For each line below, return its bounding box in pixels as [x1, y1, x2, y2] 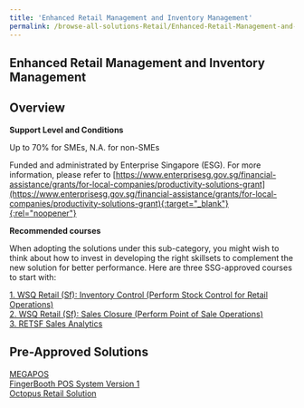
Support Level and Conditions [9, 124, 124, 135]
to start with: [9, 271, 57, 282]
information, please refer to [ [9, 169, 116, 180]
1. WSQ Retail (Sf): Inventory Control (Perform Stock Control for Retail [9, 289, 269, 300]
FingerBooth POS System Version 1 [9, 378, 140, 389]
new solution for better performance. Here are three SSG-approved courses [9, 262, 292, 273]
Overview [9, 101, 66, 116]
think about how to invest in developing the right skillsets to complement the [9, 252, 294, 263]
